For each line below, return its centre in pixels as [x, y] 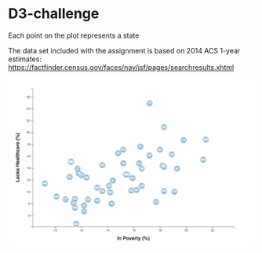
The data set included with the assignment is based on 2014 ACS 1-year [124, 50]
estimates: [25, 59]
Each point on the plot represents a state [74, 35]
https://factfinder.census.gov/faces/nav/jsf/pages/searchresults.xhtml [121, 67]
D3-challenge [54, 14]
